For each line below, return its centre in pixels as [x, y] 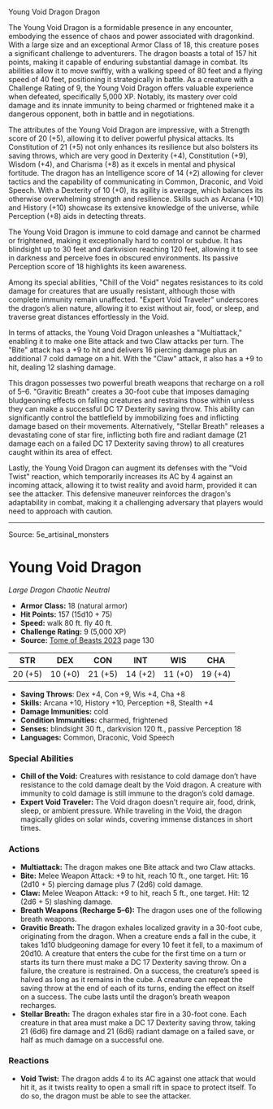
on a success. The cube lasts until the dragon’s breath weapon [125, 997]
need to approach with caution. [61, 511]
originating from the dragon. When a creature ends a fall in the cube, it [138, 936]
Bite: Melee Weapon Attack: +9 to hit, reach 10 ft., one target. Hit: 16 [134, 875]
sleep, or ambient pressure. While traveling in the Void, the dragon [131, 811]
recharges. [38, 1005]
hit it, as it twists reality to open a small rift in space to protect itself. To [138, 1087]
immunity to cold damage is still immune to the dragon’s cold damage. [137, 793]
